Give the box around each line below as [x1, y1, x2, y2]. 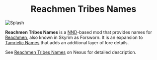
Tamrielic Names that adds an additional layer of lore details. [5, 39, 129, 45]
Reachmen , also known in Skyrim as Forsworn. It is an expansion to [5, 34, 143, 40]
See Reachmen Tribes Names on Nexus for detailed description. [5, 49, 137, 55]
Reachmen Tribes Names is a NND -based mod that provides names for [5, 29, 153, 35]
